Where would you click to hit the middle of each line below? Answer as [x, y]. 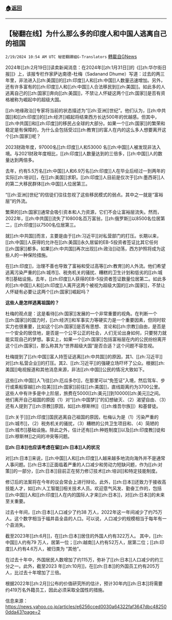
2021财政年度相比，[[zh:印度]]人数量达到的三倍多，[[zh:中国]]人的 [88, 154]
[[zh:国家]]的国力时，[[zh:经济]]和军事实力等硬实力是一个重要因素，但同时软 [85, 320]
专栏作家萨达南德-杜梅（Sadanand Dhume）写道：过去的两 [98, 74]
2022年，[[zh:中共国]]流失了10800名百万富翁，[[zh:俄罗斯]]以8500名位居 [83, 218]
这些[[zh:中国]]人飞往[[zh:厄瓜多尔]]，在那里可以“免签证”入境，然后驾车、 [83, 380]
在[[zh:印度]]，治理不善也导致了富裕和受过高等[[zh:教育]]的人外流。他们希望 [85, 266]
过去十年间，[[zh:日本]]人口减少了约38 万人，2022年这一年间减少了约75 [82, 512]
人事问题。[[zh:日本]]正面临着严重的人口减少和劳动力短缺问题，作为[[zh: [82, 465]
